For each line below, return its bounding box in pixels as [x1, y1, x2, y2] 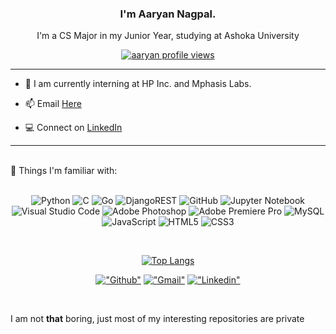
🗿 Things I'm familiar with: [10, 165, 118, 177]
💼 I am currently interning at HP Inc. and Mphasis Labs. [24, 78, 252, 90]
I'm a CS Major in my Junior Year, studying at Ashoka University [36, 30, 300, 42]
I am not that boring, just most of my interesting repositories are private [10, 313, 305, 325]
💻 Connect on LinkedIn [24, 122, 123, 134]
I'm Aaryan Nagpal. [119, 7, 217, 21]
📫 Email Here [24, 98, 82, 110]
